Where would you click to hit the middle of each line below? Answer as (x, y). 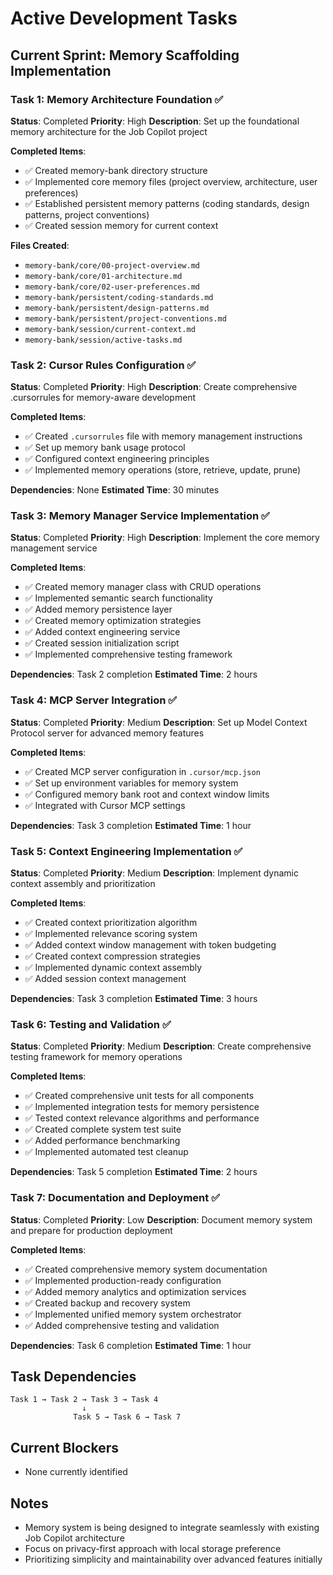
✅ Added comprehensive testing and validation (122, 1325)
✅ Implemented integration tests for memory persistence (142, 1107)
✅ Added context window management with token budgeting (150, 945)
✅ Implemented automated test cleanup (106, 1152)
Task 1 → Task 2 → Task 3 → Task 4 (84, 1400)
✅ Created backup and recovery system (107, 1303)
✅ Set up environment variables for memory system (131, 783)
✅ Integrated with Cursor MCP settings (105, 805)
